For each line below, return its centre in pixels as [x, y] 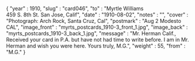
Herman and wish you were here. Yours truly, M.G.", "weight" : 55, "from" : [96, 46]
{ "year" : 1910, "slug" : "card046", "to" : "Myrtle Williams [75, 9]
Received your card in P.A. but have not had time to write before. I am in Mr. [97, 40]
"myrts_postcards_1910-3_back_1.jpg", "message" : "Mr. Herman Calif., [91, 33]
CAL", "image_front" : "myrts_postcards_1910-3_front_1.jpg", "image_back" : [97, 27]
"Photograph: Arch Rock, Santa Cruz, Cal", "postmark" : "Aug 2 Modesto [94, 21]
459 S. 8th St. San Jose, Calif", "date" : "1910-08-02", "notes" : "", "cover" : [97, 15]
